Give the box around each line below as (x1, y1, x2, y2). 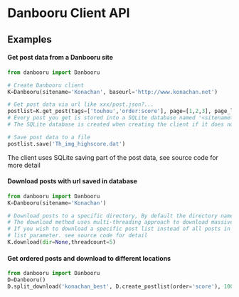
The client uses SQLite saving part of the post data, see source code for (7, 153, 219, 161)
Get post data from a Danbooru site (7, 53, 114, 62)
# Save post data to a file (7, 134, 91, 141)
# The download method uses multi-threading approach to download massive (7, 219, 234, 226)
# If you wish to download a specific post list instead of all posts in (7, 225, 231, 232)
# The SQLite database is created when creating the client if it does (7, 121, 224, 129)
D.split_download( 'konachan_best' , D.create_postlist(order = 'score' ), (7, 283, 221, 290)
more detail (7, 161, 41, 169)
